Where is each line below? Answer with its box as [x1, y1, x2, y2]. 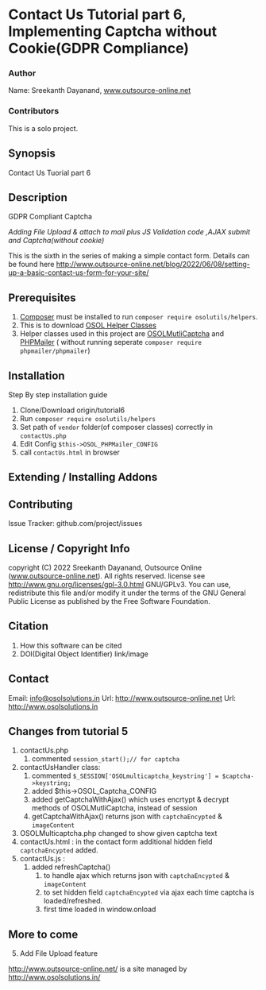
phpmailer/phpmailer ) [19, 346, 91, 355]
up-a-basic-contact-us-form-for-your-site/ [8, 268, 149, 277]
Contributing [8, 497, 73, 511]
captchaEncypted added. [19, 845, 98, 855]
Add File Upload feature [19, 949, 98, 958]
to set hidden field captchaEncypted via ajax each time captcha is [43, 888, 255, 897]
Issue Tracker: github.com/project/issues [8, 519, 143, 528]
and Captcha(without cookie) [8, 236, 105, 246]
